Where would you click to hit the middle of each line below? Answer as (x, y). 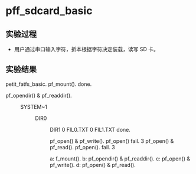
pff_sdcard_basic (49, 11)
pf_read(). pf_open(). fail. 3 (83, 147)
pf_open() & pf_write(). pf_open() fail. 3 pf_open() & (112, 141)
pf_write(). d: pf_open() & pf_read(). (93, 165)
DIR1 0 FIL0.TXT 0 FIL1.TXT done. (90, 129)
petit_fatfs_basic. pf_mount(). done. (49, 84)
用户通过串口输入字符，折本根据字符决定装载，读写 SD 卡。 (86, 49)
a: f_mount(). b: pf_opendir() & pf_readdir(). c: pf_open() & (120, 158)
